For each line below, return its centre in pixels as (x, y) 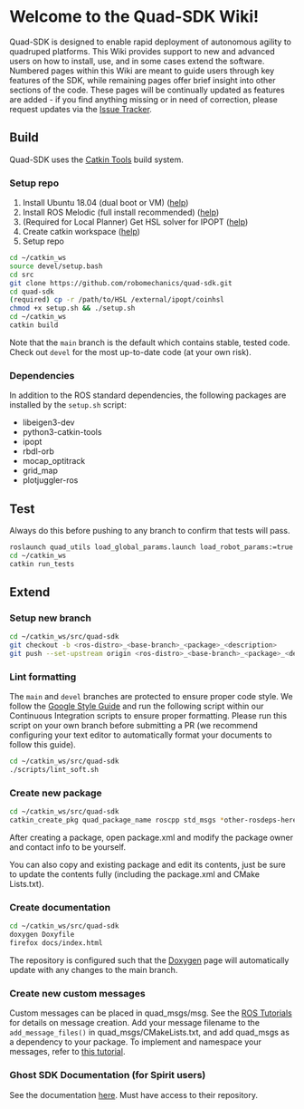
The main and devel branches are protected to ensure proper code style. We (151, 697)
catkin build (34, 325)
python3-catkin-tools (62, 432)
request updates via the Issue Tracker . (81, 109)
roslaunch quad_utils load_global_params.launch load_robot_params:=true (152, 547)
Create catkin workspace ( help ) (81, 232)
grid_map (40, 471)
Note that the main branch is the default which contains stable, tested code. (150, 342)
